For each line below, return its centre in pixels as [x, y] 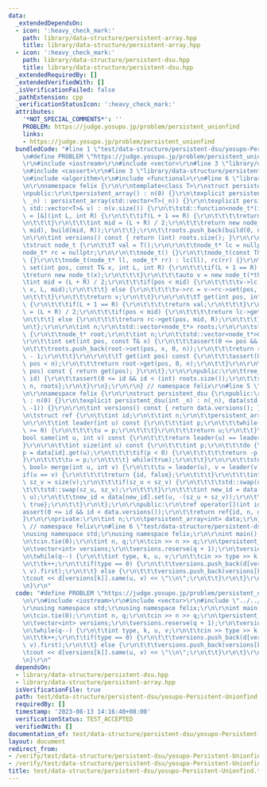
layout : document [37, 742]
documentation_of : [39, 734]
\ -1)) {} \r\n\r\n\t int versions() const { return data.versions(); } [142, 408]
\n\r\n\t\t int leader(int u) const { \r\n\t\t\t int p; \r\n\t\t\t [131, 423]
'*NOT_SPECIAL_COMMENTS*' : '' [73, 119]
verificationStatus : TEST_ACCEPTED [74, 719]
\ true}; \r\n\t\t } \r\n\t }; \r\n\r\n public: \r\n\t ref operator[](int [136, 504]
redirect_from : [33, 749]
